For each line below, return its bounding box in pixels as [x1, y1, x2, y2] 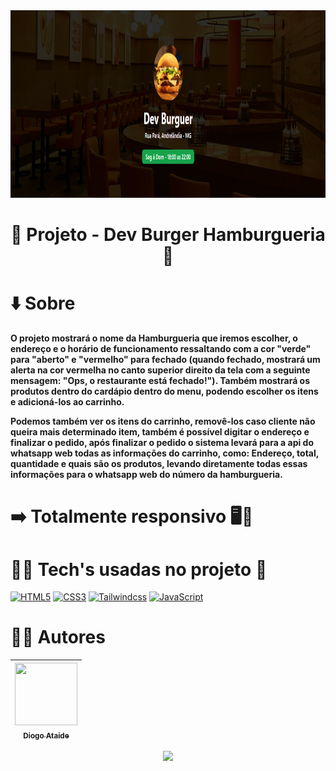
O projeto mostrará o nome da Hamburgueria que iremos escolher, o [10, 332, 298, 344]
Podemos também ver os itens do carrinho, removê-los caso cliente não [10, 415, 316, 428]
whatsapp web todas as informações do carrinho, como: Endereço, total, [10, 447, 320, 459]
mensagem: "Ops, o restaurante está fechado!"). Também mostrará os [10, 375, 311, 387]
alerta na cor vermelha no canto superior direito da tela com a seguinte [10, 364, 311, 376]
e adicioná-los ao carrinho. [10, 396, 125, 408]
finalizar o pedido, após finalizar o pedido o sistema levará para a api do [10, 437, 315, 449]
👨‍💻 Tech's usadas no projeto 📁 [10, 558, 268, 581]
